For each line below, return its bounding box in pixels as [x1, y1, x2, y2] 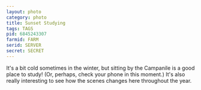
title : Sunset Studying [6, 20, 66, 26]
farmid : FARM [6, 37, 39, 43]
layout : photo [6, 8, 42, 15]
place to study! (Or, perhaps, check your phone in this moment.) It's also [6, 70, 185, 78]
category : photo [6, 14, 47, 20]
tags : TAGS [6, 25, 34, 32]
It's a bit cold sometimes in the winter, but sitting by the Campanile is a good [6, 64, 195, 71]
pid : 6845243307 [6, 31, 47, 37]
